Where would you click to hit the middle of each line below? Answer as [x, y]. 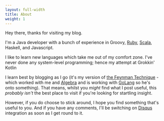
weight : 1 [15, 19]
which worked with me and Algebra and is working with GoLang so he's [78, 82]
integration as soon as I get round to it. [44, 113]
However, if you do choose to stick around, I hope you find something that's [82, 103]
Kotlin [11, 68]
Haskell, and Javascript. [30, 48]
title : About [18, 14]
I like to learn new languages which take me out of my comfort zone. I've [79, 57]
